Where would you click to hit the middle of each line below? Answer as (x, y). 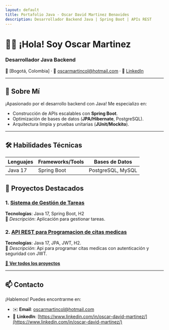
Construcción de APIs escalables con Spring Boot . (65, 113)
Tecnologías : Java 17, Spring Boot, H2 (45, 214)
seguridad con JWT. (26, 254)
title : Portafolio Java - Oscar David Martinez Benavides (67, 15)
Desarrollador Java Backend (40, 60)
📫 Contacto (24, 284)
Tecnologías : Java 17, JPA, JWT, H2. (43, 243)
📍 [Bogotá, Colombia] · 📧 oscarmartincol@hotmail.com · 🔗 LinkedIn (74, 71)
